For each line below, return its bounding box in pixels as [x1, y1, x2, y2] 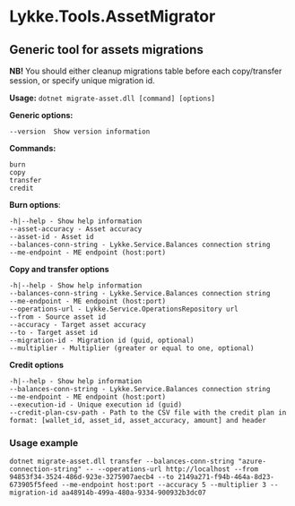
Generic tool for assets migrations [9, 42, 204, 57]
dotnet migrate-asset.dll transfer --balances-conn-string [9, 457, 235, 467]
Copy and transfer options [9, 264, 109, 274]
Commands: [9, 143, 56, 153]
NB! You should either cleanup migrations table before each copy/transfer [9, 65, 282, 76]
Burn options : [9, 200, 61, 210]
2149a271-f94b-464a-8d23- [178, 473, 275, 482]
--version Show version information [9, 127, 151, 136]
